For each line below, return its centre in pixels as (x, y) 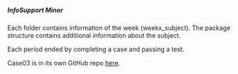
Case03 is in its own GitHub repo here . (64, 63)
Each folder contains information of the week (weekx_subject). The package (119, 28)
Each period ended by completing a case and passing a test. (96, 49)
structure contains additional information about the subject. (94, 35)
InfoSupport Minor (36, 10)
